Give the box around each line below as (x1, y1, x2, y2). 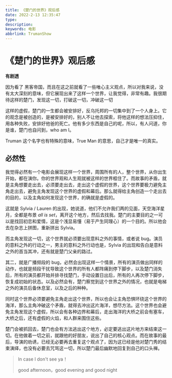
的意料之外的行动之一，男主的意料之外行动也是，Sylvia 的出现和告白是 (5, 242, 154, 248)
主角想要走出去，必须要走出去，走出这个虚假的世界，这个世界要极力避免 (9, 182, 162, 188)
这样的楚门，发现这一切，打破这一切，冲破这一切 (9, 96, 113, 103)
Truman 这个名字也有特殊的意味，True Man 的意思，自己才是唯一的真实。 (5, 137, 161, 144)
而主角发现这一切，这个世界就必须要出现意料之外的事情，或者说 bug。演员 (5, 235, 163, 242)
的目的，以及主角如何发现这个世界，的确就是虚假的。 (5, 194, 118, 201)
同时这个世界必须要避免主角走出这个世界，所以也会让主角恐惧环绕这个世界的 (5, 295, 167, 302)
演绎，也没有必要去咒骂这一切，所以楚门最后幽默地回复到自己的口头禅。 (9, 345, 162, 351)
